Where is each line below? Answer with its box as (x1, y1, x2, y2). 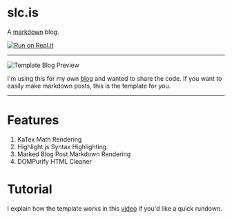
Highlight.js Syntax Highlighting (17, 142, 107, 151)
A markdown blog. (7, 28, 59, 36)
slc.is (7, 5, 39, 21)
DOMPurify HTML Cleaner (17, 157, 92, 165)
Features (7, 113, 59, 128)
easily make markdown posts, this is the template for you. (7, 82, 171, 90)
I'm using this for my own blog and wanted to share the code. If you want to (7, 74, 222, 82)
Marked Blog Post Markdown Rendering (17, 150, 131, 158)
